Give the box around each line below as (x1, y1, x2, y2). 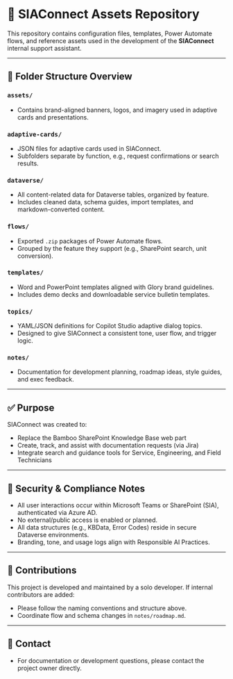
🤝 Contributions (7, 564, 77, 576)
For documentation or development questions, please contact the (17, 656, 205, 664)
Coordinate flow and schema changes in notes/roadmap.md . (17, 611, 186, 619)
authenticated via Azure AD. (17, 509, 98, 517)
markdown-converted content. (17, 205, 105, 214)
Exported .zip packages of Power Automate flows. (17, 236, 163, 245)
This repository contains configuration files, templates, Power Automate (7, 29, 213, 38)
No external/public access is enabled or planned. (17, 516, 158, 524)
